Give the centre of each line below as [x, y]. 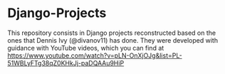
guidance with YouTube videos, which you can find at [86, 48]
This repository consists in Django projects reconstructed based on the [111, 33]
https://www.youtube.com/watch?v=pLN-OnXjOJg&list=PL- [95, 55]
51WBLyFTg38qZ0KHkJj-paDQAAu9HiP [66, 63]
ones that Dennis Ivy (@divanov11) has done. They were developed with [113, 40]
